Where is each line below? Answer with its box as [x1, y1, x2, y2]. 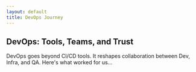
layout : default [6, 8, 47, 15]
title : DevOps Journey [6, 14, 63, 20]
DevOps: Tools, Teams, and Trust [6, 37, 134, 47]
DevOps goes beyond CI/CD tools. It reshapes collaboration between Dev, [6, 52, 190, 60]
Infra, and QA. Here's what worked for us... [6, 59, 113, 66]
